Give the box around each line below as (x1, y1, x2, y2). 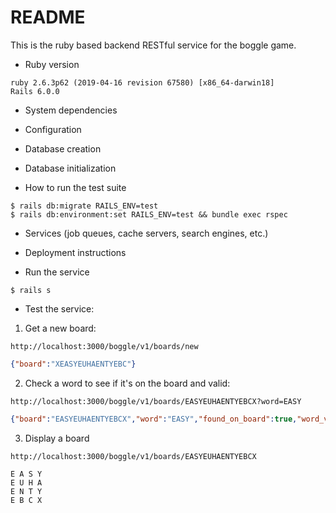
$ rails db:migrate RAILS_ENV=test (10, 201, 159, 211)
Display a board (24, 432, 90, 444)
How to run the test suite (24, 181, 127, 193)
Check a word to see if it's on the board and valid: (24, 377, 231, 389)
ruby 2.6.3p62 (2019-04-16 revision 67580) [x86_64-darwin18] (10, 77, 275, 88)
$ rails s (10, 285, 52, 295)
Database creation (24, 142, 102, 155)
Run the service (24, 266, 90, 278)
